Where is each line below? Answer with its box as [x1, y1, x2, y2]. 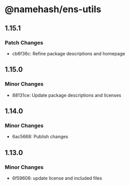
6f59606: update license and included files [12, 175, 103, 181]
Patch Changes [5, 39, 44, 46]
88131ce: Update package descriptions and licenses [12, 92, 121, 98]
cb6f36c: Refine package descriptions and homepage [12, 50, 125, 56]
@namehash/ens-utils [5, 4, 102, 15]
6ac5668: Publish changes [12, 134, 69, 140]
